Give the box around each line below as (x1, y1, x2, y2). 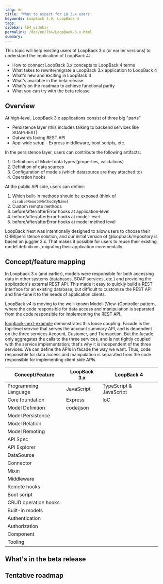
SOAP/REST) (12, 129, 38, 135)
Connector (7, 460, 32, 466)
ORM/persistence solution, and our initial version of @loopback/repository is (5, 233, 158, 239)
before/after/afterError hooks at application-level (12, 208, 110, 214)
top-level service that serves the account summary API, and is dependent (5, 326, 152, 331)
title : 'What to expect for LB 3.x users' (5, 12, 92, 17)
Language (7, 388, 31, 395)
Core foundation (7, 396, 45, 403)
